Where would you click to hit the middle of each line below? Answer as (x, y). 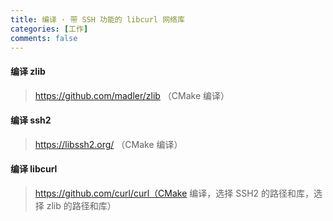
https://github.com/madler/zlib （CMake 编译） (132, 95)
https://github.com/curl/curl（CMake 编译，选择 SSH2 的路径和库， (174, 193)
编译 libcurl (34, 169)
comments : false (44, 38)
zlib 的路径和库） (81, 205)
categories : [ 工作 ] (49, 29)
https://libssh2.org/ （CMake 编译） (108, 144)
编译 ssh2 (31, 120)
